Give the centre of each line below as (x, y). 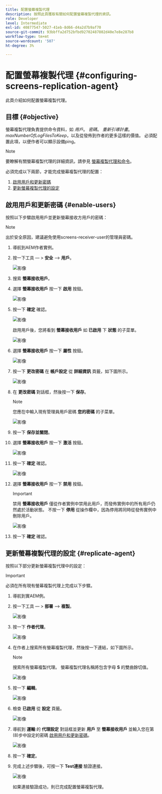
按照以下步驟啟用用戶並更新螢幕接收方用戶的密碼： (57, 218)
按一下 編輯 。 (26, 688)
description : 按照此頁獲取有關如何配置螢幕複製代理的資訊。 (59, 14)
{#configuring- (106, 75)
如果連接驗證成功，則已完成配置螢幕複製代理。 (59, 787)
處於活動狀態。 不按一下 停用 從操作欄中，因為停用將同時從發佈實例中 (87, 510)
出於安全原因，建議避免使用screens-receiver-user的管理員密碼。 (70, 237)
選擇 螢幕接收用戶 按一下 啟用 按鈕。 (49, 289)
